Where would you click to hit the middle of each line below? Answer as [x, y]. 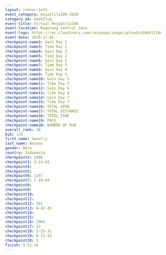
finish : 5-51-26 [22, 245]
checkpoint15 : [20, 217]
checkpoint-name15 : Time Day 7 [37, 102]
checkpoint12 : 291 [24, 203]
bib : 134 [14, 134]
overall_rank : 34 [23, 129]
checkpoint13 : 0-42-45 [28, 208]
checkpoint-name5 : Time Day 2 [36, 56]
